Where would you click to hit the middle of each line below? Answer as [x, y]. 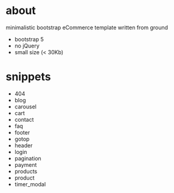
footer [22, 132]
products [26, 171]
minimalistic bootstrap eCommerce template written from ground [87, 27]
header [23, 145]
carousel [26, 107]
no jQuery [27, 46]
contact [24, 119]
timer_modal [30, 184]
